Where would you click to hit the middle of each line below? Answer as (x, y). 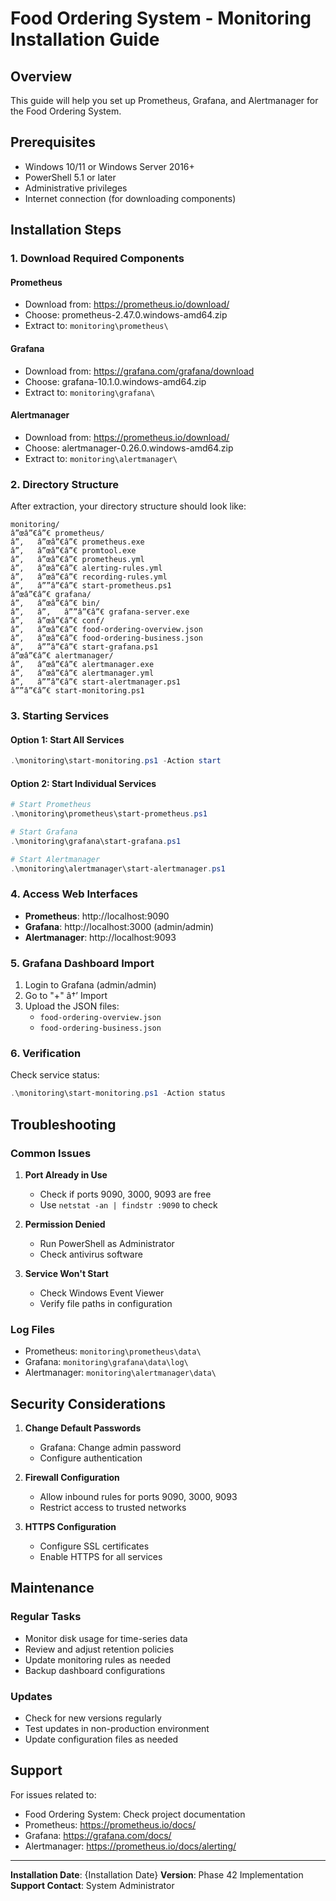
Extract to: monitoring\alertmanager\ (101, 458)
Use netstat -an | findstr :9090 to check (128, 1204)
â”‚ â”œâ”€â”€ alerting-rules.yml (86, 568)
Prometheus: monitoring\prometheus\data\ (113, 1351)
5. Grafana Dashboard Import (82, 963)
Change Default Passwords (83, 1428)
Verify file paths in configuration (106, 1303)
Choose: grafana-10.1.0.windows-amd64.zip (115, 381)
